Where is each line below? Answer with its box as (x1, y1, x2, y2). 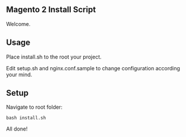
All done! (6, 125, 28, 132)
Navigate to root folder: (6, 103, 63, 111)
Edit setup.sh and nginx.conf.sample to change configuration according (6, 64, 180, 71)
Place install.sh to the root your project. (6, 53, 102, 60)
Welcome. (6, 20, 31, 27)
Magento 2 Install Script (6, 5, 96, 15)
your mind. (6, 71, 32, 78)
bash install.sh (6, 115, 46, 121)
